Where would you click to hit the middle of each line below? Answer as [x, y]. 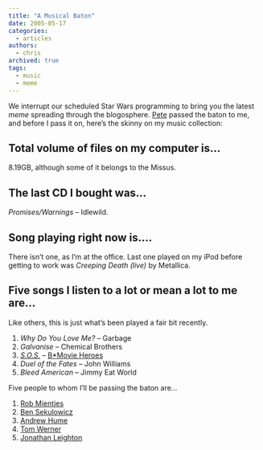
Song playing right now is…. [80, 237]
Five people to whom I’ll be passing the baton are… [93, 387]
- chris [29, 53]
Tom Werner [41, 429]
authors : [23, 46]
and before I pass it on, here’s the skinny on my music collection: [115, 123]
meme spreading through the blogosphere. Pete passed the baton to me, [129, 114]
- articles [34, 38]
